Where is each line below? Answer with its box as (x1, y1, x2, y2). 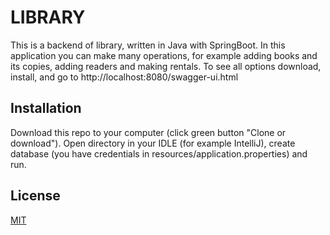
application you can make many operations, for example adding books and (10, 49, 318, 61)
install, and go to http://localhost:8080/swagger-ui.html (10, 71, 239, 83)
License (10, 187, 61, 205)
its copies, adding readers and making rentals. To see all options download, (10, 60, 322, 72)
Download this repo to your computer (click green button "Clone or (10, 126, 287, 138)
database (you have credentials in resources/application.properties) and (10, 147, 308, 160)
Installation (10, 100, 82, 117)
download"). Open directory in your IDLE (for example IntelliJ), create (10, 137, 296, 149)
